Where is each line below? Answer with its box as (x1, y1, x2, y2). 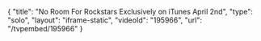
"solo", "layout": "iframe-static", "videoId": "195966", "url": (7, 15, 203, 25)
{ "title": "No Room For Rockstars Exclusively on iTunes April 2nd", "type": (7, 7, 254, 16)
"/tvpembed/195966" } (7, 24, 83, 33)
